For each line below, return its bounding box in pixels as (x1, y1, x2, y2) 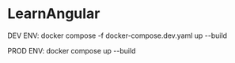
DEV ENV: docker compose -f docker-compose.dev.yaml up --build (7, 31, 227, 40)
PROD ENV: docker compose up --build (7, 46, 136, 55)
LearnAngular (7, 5, 100, 23)
